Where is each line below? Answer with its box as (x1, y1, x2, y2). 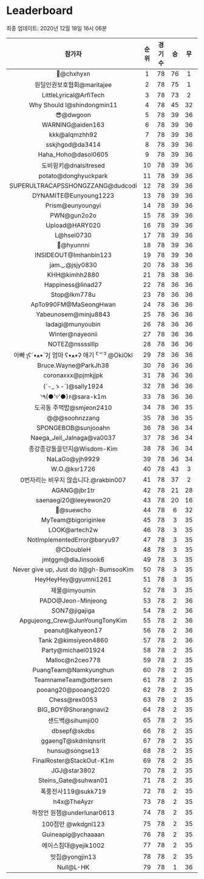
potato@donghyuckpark (38, 171, 108, 180)
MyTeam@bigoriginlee (41, 515, 106, 524)
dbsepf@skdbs (51, 726, 95, 735)
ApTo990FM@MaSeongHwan (30, 300, 117, 308)
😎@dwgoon (55, 110, 91, 119)
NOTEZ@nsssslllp (47, 339, 99, 348)
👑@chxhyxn (56, 69, 90, 78)
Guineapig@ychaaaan (41, 830, 105, 838)
